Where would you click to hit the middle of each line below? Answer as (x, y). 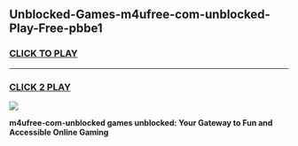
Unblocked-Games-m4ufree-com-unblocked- (140, 15)
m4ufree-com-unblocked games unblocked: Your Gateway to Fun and (141, 122)
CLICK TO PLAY (43, 54)
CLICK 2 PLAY (40, 87)
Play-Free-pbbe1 (56, 29)
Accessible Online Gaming (59, 132)
